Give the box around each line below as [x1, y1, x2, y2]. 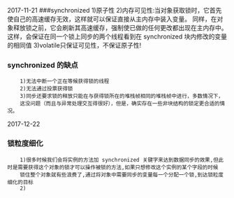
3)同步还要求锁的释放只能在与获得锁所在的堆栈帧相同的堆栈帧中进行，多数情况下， [20, 93, 224, 100]
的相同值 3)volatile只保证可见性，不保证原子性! [7, 41, 142, 49]
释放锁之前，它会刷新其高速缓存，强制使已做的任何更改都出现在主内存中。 [13, 24, 228, 31]
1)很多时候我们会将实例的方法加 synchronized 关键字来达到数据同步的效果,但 [20, 156, 219, 163]
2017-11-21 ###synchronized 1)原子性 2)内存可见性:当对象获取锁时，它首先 [7, 6, 222, 14]
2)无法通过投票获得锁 [20, 85, 73, 92]
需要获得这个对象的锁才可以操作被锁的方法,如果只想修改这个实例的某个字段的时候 [17, 164, 219, 171]
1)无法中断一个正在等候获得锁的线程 [20, 78, 110, 85]
